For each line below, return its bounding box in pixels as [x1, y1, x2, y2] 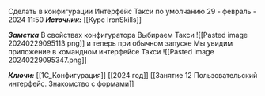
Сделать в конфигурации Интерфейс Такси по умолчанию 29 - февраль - [8, 7, 257, 16]
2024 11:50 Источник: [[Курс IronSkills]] [8, 15, 142, 24]
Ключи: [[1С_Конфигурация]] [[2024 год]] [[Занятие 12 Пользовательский [8, 71, 258, 79]
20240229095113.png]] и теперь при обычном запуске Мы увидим [8, 39, 233, 48]
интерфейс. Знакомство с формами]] [8, 79, 134, 88]
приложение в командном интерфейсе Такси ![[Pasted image [8, 47, 215, 56]
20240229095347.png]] [8, 55, 87, 65]
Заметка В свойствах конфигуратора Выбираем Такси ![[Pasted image [8, 31, 248, 39]
